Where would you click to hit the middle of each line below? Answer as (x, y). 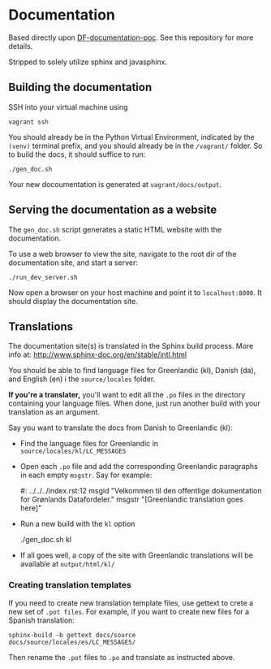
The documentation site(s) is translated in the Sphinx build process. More (131, 346)
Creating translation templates (70, 585)
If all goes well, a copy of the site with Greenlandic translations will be (136, 555)
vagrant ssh (28, 122)
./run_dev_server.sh (43, 277)
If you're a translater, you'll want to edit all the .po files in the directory (127, 395)
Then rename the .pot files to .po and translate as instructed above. (122, 657)
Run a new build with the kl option (77, 524)
